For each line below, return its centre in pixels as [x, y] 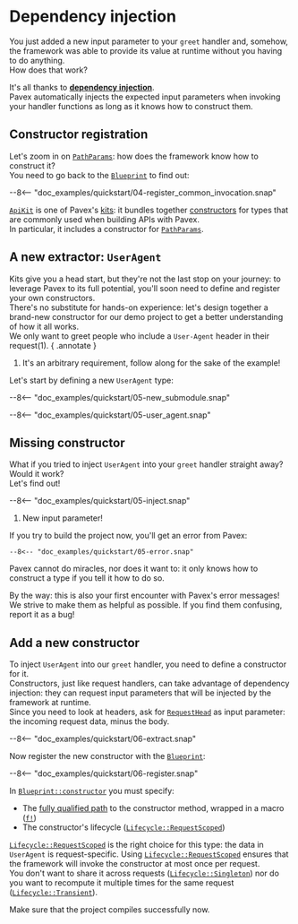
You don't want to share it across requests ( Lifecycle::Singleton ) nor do [145, 873]
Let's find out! [35, 484]
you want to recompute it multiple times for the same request [122, 883]
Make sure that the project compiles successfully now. [110, 910]
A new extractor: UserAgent [85, 257]
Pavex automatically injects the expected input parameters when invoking [145, 97]
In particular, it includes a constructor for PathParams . [106, 229]
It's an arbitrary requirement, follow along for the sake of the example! [151, 363]
